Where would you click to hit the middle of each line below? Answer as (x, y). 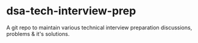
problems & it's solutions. (38, 33)
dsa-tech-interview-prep (71, 11)
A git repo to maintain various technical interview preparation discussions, (99, 27)
